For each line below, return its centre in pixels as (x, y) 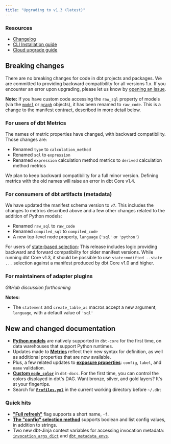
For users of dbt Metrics (36, 123)
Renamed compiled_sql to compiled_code (55, 231)
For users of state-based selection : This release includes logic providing (81, 247)
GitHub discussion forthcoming (38, 287)
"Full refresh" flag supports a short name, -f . (60, 414)
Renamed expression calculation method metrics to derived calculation (87, 160)
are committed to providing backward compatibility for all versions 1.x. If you (86, 83)
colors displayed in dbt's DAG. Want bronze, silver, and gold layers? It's (88, 379)
